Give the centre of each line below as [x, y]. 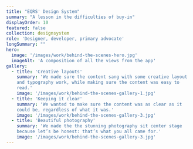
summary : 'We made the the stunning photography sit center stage [99, 126]
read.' [25, 88]
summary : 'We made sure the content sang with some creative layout [102, 77]
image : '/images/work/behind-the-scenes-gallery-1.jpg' [87, 93]
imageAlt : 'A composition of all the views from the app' [84, 60]
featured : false [26, 28]
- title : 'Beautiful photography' [53, 121]
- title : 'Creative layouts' [47, 72]
